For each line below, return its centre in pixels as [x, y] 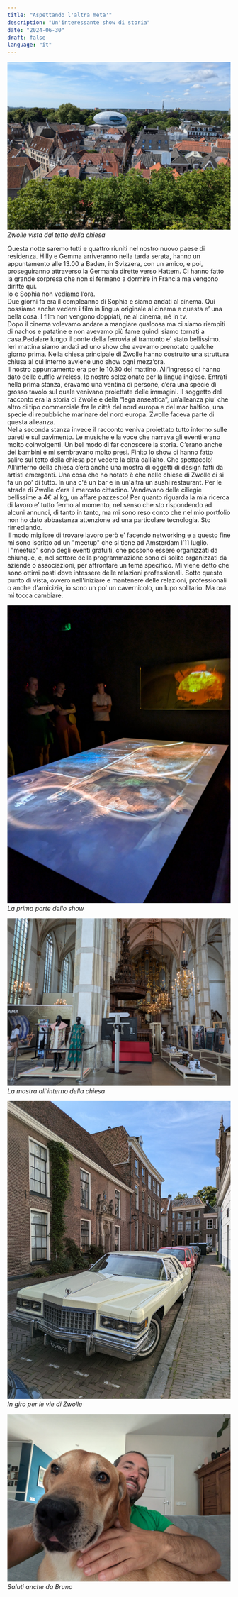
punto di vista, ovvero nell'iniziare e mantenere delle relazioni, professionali [117, 580]
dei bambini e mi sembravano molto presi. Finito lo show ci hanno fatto [110, 452]
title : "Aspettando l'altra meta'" [60, 15]
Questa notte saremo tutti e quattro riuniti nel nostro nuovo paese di [106, 249]
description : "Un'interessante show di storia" [79, 22]
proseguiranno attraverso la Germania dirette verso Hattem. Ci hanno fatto [116, 271]
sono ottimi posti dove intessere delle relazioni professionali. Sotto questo [115, 573]
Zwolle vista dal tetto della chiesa [56, 235]
